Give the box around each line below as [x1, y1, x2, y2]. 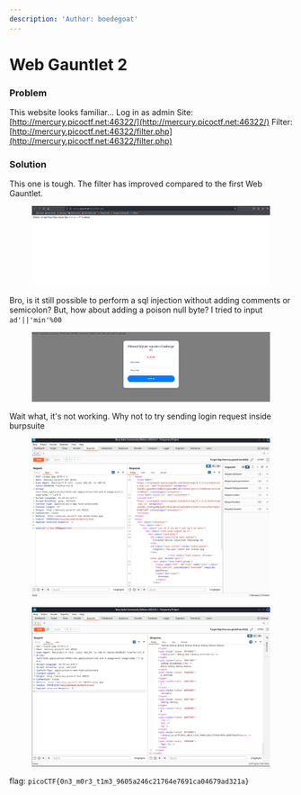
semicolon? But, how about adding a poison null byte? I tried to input [9, 304, 263, 315]
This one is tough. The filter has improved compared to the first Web [9, 178, 263, 189]
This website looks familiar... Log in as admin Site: [9, 107, 193, 118]
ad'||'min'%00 [9, 315, 63, 324]
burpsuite [9, 420, 45, 431]
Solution [9, 158, 48, 171]
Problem [9, 86, 48, 99]
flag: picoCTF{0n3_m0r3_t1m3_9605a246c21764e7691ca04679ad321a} [9, 775, 250, 787]
